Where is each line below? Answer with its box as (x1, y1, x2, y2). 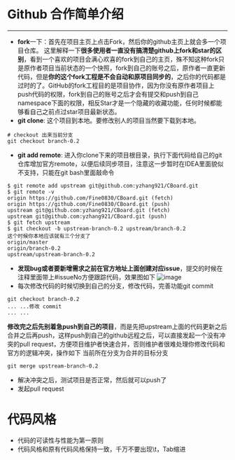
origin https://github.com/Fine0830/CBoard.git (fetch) (7, 194, 173, 202)
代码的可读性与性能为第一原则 (17, 435, 104, 445)
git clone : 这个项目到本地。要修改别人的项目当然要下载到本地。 (17, 116, 201, 125)
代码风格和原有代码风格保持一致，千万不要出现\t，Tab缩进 (17, 445, 186, 453)
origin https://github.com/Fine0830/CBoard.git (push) (7, 200, 171, 207)
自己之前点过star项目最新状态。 (29, 107, 121, 116)
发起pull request (17, 384, 64, 393)
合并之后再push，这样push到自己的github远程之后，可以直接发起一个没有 (7, 330, 220, 340)
